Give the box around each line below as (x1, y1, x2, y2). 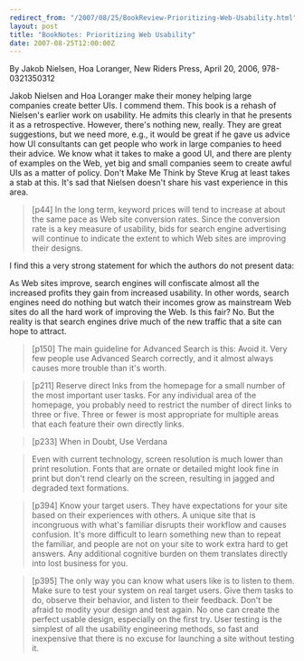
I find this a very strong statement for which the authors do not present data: (9, 260, 295, 272)
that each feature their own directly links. (31, 418, 185, 430)
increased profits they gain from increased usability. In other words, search (9, 287, 290, 299)
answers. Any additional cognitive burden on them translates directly (31, 549, 288, 560)
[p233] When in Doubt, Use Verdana (31, 436, 167, 447)
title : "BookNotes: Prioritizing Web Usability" (9, 30, 196, 39)
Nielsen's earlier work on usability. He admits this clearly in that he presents (9, 110, 292, 120)
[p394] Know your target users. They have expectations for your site (31, 500, 288, 512)
